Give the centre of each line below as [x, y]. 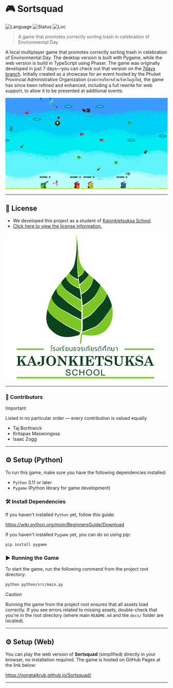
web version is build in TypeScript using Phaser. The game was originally [83, 63]
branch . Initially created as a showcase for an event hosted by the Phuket [83, 74]
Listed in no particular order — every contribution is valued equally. [77, 418]
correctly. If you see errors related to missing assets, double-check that [81, 610]
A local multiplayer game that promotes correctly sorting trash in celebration [86, 52]
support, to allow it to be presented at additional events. [64, 91]
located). [15, 621]
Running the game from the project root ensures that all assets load [77, 605]
